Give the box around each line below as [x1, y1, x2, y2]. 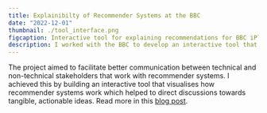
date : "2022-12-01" [8, 19, 73, 27]
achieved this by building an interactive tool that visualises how [8, 80, 215, 89]
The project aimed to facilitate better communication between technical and [8, 62, 257, 72]
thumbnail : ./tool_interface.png [8, 26, 119, 34]
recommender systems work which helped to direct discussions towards [8, 88, 246, 97]
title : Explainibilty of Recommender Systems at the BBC [8, 11, 201, 20]
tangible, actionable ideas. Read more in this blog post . [8, 96, 188, 106]
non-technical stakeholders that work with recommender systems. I [8, 71, 230, 81]
